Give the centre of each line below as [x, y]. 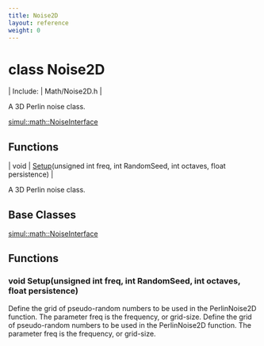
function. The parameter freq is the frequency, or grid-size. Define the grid [130, 317]
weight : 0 [25, 30]
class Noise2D [57, 69]
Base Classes [42, 215]
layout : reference [38, 23]
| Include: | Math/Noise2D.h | [55, 91]
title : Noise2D [33, 15]
